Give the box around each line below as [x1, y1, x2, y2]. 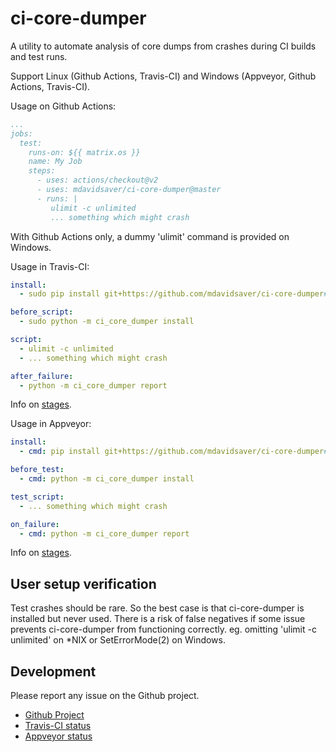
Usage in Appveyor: [10, 418, 92, 430]
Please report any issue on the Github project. [10, 690, 200, 702]
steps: [28, 166, 56, 176]
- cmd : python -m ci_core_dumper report [19, 528, 190, 539]
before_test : [10, 465, 65, 475]
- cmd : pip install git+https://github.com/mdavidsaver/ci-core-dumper [19, 447, 325, 457]
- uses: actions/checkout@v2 [36, 175, 159, 186]
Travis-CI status [24, 720, 92, 732]
